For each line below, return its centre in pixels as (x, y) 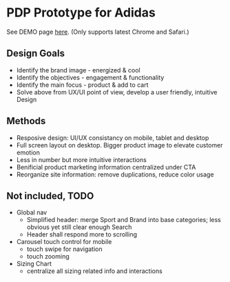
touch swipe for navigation (64, 249)
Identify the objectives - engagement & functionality (90, 77)
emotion (28, 152)
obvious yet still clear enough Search (79, 227)
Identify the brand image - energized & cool (78, 70)
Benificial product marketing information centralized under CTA (106, 167)
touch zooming (48, 256)
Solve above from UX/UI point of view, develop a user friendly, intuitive (117, 92)
